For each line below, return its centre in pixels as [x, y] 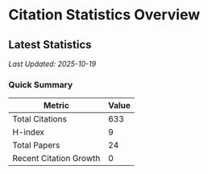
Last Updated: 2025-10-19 [52, 64]
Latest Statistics [50, 45]
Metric [56, 106]
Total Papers [36, 145]
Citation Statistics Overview [104, 15]
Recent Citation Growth [56, 159]
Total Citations [40, 119]
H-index [29, 132]
